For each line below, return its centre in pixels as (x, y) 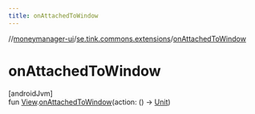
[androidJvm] (31, 93)
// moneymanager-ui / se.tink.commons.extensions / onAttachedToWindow (127, 39)
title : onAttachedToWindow (53, 16)
